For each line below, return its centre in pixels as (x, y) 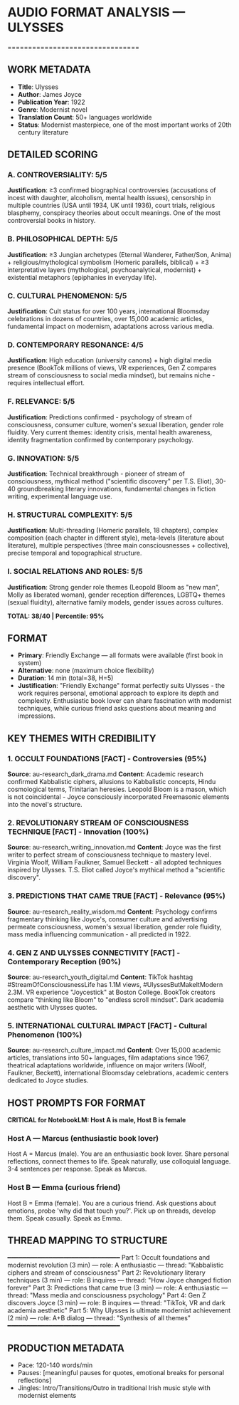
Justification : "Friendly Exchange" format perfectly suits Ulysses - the (121, 686)
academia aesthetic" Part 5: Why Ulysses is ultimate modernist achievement (119, 1310)
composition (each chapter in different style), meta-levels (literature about (116, 538)
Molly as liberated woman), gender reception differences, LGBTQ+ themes (116, 595)
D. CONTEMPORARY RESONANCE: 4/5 (75, 345)
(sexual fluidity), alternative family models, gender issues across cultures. (115, 602)
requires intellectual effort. (46, 383)
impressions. (36, 716)
